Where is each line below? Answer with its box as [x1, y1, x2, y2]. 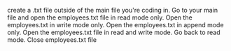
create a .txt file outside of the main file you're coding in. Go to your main [7, 6, 218, 14]
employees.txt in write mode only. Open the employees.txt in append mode [7, 21, 224, 29]
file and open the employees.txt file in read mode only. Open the [7, 13, 192, 22]
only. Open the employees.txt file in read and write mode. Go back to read [7, 28, 220, 36]
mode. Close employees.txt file [7, 36, 97, 44]
